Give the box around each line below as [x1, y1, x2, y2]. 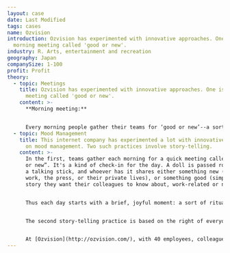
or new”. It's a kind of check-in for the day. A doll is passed [25, 162, 216, 169]
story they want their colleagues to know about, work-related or [25, 181, 219, 188]
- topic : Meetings [13, 80, 66, 87]
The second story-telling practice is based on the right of [25, 217, 204, 224]
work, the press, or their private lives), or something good [25, 174, 207, 181]
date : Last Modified [7, 16, 66, 23]
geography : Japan [7, 55, 57, 62]
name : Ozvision [7, 29, 51, 36]
